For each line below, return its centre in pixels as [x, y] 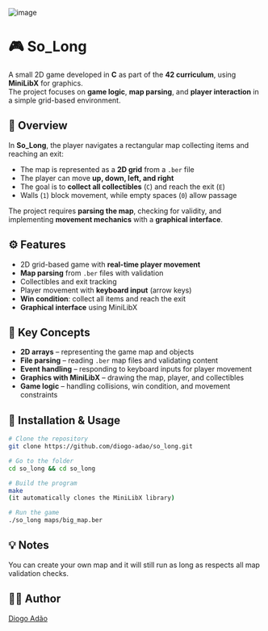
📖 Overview [38, 126]
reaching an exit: [36, 154]
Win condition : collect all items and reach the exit [103, 298]
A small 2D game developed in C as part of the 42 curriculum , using [122, 74]
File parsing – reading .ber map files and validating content [119, 360]
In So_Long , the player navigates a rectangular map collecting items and [129, 145]
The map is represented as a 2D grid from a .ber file [107, 169]
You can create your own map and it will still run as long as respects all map [134, 565]
